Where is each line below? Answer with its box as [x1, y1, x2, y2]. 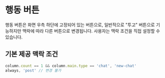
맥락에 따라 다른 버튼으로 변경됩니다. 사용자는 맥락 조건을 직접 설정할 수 [22, 28, 161, 34]
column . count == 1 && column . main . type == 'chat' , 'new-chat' [5, 63, 137, 68]
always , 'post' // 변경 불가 [5, 68, 61, 73]
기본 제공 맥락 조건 [5, 50, 58, 58]
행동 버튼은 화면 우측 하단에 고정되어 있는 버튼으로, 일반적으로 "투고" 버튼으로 [5, 22, 155, 28]
